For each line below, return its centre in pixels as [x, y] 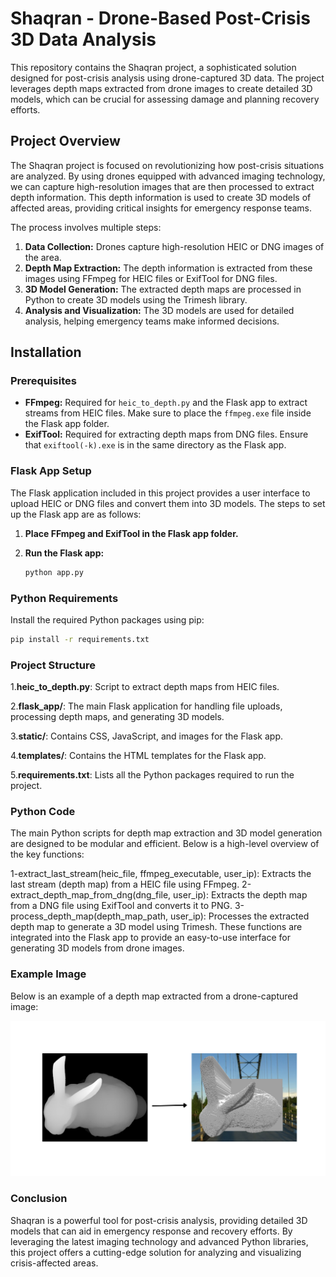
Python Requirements [64, 598]
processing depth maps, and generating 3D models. [117, 717]
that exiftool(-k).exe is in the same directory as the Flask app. [155, 445]
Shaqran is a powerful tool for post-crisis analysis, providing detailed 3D [159, 1220]
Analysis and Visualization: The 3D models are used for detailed [159, 310]
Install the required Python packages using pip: [107, 619]
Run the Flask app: [64, 553]
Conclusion [39, 1199]
